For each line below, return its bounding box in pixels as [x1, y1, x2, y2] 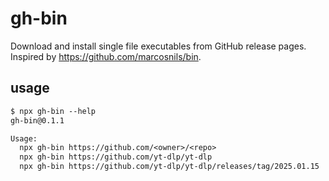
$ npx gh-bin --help [10, 106, 97, 116]
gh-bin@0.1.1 [10, 115, 65, 126]
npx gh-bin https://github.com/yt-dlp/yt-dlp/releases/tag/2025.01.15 [19, 162, 320, 172]
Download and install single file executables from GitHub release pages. [10, 40, 307, 52]
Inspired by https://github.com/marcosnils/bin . [10, 50, 202, 62]
